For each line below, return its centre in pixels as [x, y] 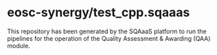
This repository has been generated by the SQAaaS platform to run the [107, 31]
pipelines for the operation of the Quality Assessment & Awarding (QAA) [109, 38]
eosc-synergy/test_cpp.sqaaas [99, 13]
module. [19, 45]
